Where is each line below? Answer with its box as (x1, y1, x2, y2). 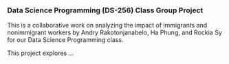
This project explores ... (7, 49, 74, 57)
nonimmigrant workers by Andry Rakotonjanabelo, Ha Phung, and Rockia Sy (7, 28, 222, 36)
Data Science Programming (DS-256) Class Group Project (7, 6, 204, 15)
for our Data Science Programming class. (7, 36, 124, 44)
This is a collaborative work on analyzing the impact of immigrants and (7, 21, 208, 30)
